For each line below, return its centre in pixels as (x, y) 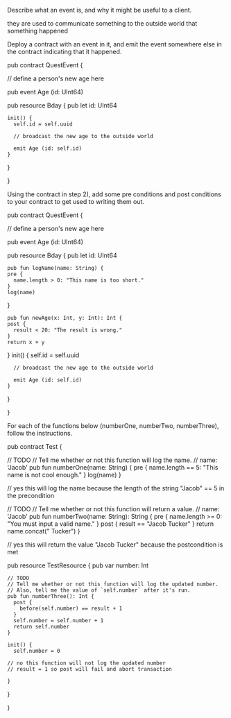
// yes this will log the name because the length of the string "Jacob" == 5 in (116, 488)
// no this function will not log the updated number (87, 663)
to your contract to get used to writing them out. (76, 202)
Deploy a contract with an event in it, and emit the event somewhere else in (114, 44)
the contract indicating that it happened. (65, 52)
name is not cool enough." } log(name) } (64, 475)
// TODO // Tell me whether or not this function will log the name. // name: (112, 460)
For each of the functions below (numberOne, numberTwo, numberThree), (113, 426)
